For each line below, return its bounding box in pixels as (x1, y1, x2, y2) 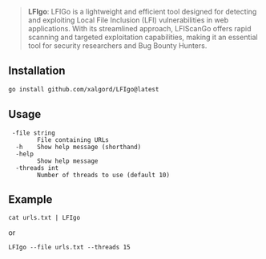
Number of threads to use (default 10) (37, 171, 171, 179)
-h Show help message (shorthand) (15, 143, 142, 151)
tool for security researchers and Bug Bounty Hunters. (27, 41, 208, 51)
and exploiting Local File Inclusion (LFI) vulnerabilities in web (27, 15, 229, 25)
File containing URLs (37, 136, 110, 144)
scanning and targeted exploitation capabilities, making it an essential (27, 32, 258, 42)
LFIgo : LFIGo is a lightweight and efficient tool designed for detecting (27, 7, 257, 16)
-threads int (15, 164, 59, 172)
